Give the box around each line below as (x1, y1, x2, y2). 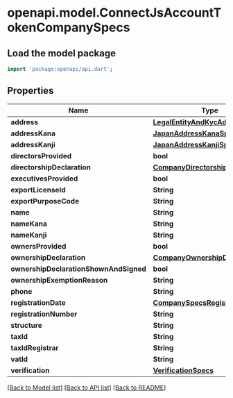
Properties (7, 85, 54, 97)
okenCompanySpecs (7, 19, 130, 35)
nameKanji (10, 230, 47, 240)
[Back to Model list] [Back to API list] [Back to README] (7, 383, 166, 392)
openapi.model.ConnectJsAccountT (7, 5, 222, 21)
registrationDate (10, 297, 66, 307)
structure (10, 320, 43, 330)
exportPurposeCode (10, 196, 80, 206)
